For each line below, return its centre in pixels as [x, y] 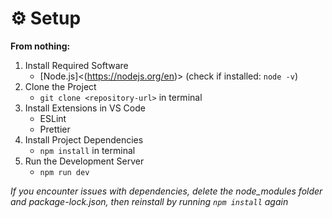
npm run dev [64, 172]
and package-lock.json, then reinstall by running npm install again [149, 201]
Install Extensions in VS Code [85, 108]
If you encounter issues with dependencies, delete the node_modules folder [166, 191]
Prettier [55, 129]
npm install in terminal [87, 150]
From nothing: [40, 46]
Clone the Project [60, 86]
